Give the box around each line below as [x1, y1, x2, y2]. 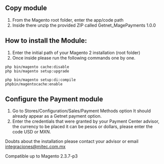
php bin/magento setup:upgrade [5, 68, 69, 73]
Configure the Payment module [5, 95, 103, 103]
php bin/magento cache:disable [5, 64, 69, 69]
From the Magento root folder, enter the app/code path [12, 17, 124, 23]
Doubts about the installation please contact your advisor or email [5, 138, 139, 144]
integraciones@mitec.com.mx [5, 144, 66, 150]
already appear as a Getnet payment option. [12, 113, 102, 119]
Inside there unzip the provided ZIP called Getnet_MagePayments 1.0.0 [12, 22, 156, 28]
